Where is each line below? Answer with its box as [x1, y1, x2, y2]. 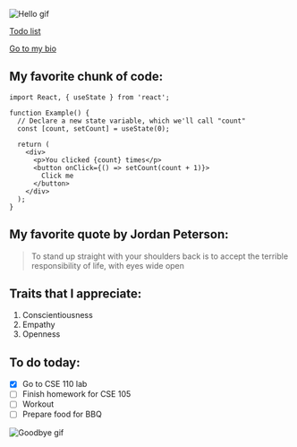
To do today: [9, 355, 81, 370]
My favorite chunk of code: [9, 69, 164, 84]
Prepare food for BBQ [21, 408, 103, 420]
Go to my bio [9, 43, 56, 54]
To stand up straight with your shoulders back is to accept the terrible [30, 251, 289, 262]
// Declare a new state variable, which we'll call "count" [17, 116, 246, 125]
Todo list [9, 26, 41, 36]
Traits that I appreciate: [9, 287, 142, 302]
